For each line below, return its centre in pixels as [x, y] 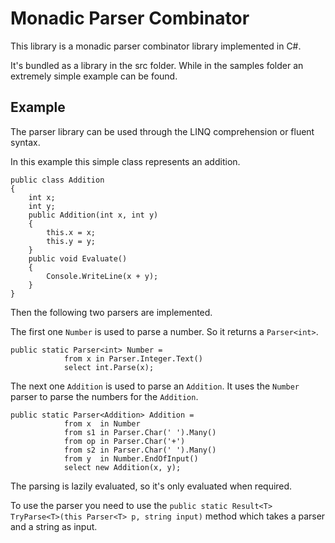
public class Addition [57, 180]
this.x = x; [71, 232]
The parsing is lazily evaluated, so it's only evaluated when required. [151, 486]
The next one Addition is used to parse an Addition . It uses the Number [155, 386]
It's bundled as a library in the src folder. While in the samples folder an [157, 65]
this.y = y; [71, 241]
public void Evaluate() [78, 258]
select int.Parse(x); [109, 367]
